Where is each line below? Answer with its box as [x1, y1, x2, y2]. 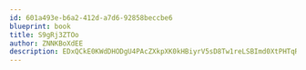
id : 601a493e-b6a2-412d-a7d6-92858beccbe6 [9, 13, 173, 23]
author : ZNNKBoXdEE [9, 38, 84, 48]
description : [9, 47, 59, 56]
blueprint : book [9, 22, 71, 31]
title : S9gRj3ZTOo [9, 30, 79, 39]
